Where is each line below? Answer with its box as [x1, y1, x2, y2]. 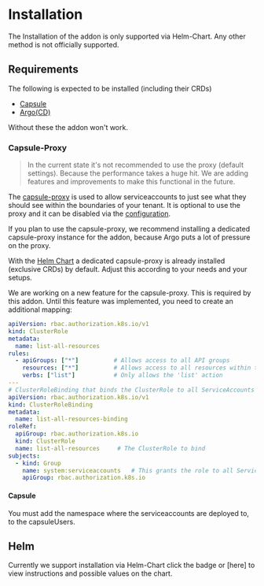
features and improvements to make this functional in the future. [27, 177, 236, 187]
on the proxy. [8, 241, 51, 250]
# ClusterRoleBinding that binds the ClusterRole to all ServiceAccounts [8, 386, 255, 394]
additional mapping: [8, 305, 72, 314]
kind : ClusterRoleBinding [8, 400, 93, 409]
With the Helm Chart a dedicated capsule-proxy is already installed [8, 256, 225, 265]
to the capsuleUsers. [8, 517, 76, 526]
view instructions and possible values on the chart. [8, 569, 173, 578]
